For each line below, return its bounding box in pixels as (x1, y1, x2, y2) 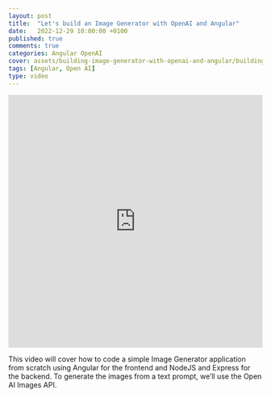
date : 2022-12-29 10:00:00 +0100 (8, 27, 128, 35)
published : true (8, 34, 63, 43)
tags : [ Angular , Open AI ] (8, 65, 95, 73)
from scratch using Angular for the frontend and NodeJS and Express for (8, 362, 251, 372)
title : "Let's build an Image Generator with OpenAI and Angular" (8, 19, 240, 28)
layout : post (8, 11, 52, 20)
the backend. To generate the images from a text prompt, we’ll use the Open (8, 371, 262, 381)
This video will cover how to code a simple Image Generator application (8, 354, 246, 364)
